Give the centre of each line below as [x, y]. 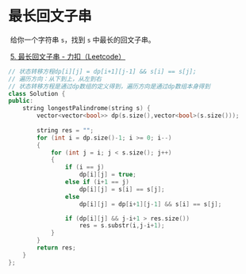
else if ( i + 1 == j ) [97, 182]
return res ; [57, 248]
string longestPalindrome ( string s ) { [86, 108]
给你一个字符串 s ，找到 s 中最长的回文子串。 [83, 40]
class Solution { [37, 93]
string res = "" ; [65, 130]
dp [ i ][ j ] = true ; [108, 175]
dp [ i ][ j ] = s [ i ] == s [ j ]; [122, 189]
